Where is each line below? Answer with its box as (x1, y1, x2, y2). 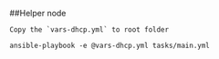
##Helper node (9, 8, 67, 18)
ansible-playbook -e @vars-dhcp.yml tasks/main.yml (9, 41, 210, 50)
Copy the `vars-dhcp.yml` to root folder (9, 25, 170, 34)
